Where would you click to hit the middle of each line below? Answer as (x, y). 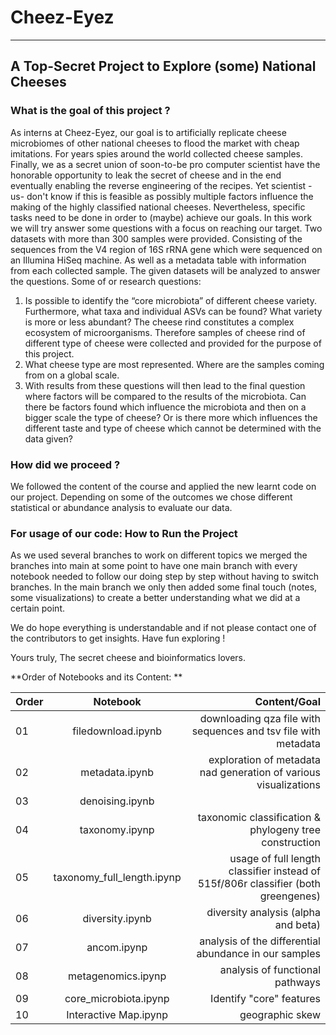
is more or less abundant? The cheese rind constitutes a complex (159, 322)
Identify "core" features (265, 999)
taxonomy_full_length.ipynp (117, 878)
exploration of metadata (264, 760)
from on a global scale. (72, 375)
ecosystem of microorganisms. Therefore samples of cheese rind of (165, 332)
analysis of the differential (260, 941)
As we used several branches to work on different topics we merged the (159, 555)
